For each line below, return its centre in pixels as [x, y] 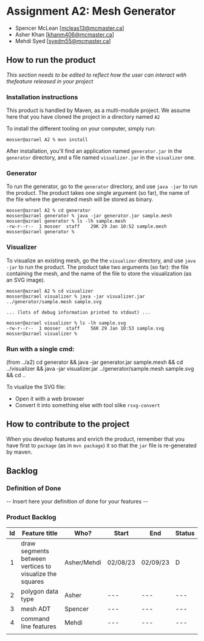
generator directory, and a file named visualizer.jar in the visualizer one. [101, 158]
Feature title [40, 533]
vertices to [36, 566]
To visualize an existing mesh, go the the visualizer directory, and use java [101, 261]
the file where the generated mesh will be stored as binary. [80, 200]
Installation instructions [42, 97]
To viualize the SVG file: [36, 387]
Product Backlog [31, 517]
